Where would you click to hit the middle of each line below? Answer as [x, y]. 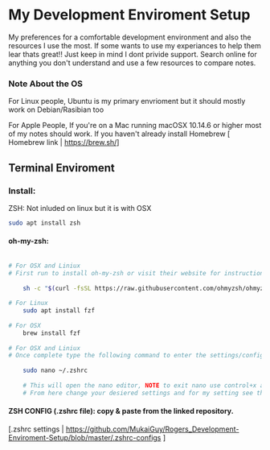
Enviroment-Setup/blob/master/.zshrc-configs [85, 437]
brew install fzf [52, 333]
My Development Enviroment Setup [129, 15]
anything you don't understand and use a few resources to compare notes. [132, 63]
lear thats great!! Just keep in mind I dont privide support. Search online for [133, 54]
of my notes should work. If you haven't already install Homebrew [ [119, 134]
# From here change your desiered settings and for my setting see [138, 393]
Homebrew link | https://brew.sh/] [64, 142]
